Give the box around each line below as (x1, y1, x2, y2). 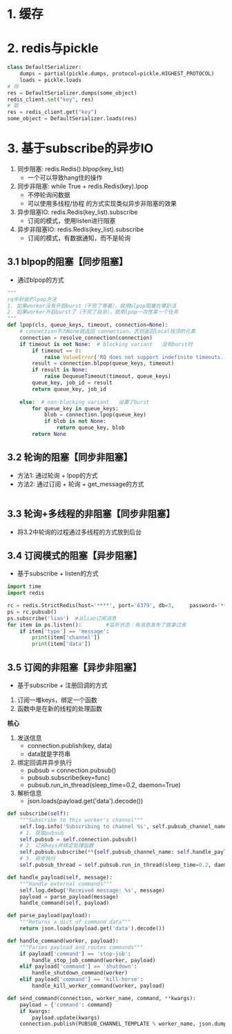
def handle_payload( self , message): (7, 874, 113, 881)
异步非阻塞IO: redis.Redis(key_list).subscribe (17, 225, 144, 233)
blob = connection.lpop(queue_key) (43, 412, 147, 419)
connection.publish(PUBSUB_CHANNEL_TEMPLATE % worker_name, (19, 1020, 196, 1028)
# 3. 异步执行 (19, 855, 56, 862)
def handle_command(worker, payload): (7, 937, 119, 944)
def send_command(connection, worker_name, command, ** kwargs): (7, 995, 196, 1002)
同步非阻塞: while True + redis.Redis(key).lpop (17, 182, 148, 190)
